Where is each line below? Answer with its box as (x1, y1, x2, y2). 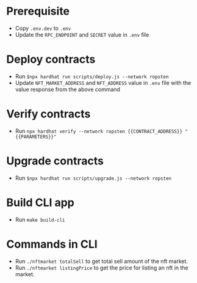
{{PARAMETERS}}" (15, 133, 57, 140)
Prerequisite (6, 4, 70, 18)
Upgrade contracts (6, 154, 104, 167)
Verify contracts (6, 107, 91, 121)
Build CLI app (6, 196, 75, 209)
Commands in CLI (6, 237, 98, 251)
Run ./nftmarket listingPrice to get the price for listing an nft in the (15, 264, 189, 271)
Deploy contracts (6, 53, 96, 67)
